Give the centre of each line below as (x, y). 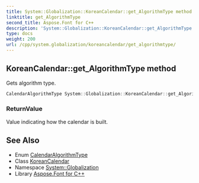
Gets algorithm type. (31, 83)
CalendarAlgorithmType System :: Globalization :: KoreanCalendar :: (87, 94)
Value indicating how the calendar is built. (57, 121)
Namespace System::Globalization (57, 167)
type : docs (20, 34)
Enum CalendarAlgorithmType (51, 155)
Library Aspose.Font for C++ (49, 174)
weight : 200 (21, 39)
